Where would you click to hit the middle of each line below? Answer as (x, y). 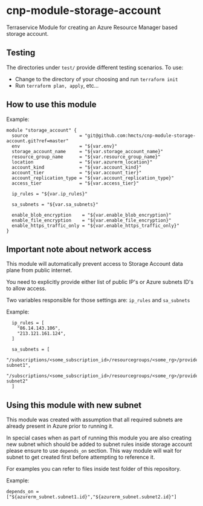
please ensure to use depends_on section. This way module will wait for (94, 451)
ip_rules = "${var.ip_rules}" (50, 194)
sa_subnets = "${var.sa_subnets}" (55, 204)
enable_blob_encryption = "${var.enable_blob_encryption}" (92, 215)
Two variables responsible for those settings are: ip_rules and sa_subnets (98, 300)
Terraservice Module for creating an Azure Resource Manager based (92, 27)
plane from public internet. (39, 271)
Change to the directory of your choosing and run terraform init (96, 79)
